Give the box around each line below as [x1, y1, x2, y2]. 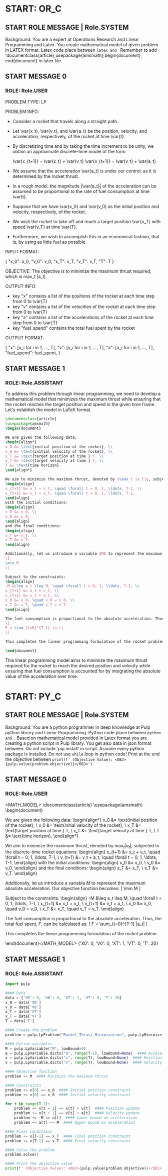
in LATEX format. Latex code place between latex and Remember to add [5, 47, 157, 53]
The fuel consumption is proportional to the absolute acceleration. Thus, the [5, 916, 162, 922]
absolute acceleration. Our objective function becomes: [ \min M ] [5, 886, 141, 892]
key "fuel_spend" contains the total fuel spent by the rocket [12, 325, 135, 331]
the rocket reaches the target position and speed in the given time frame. [5, 402, 156, 408]
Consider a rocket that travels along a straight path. [12, 118, 118, 124]
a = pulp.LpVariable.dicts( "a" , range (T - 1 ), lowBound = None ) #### [5, 1051, 146, 1056]
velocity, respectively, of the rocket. [12, 209, 86, 215]
